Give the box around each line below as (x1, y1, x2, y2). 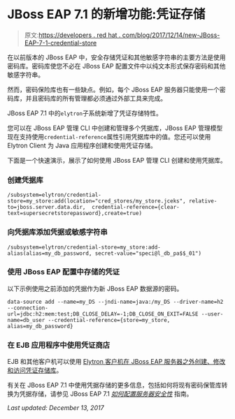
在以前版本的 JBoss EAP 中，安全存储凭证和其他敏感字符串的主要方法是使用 (7, 53, 226, 61)
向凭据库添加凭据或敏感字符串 (7, 228, 108, 237)
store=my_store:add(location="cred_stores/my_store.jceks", (7, 198, 187, 205)
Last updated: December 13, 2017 (7, 404, 104, 412)
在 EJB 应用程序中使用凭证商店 (7, 340, 111, 350)
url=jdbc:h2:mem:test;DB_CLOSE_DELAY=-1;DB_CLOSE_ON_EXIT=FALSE (7, 310, 199, 318)
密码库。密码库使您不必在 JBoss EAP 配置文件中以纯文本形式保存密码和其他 (7, 61, 226, 70)
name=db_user (7, 316, 45, 323)
